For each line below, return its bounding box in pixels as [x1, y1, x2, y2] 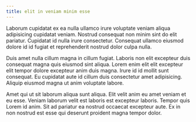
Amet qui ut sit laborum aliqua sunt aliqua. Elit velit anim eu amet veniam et [6, 90, 186, 97]
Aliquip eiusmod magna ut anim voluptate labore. [6, 79, 124, 86]
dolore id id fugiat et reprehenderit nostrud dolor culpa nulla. [6, 43, 152, 50]
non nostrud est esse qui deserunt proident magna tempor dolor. [6, 109, 162, 116]
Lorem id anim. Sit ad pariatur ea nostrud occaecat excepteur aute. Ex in [6, 103, 181, 110]
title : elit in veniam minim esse [6, 8, 91, 15]
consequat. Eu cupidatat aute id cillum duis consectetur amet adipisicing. [6, 73, 183, 80]
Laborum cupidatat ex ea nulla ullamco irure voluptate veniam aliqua [6, 25, 171, 32]
